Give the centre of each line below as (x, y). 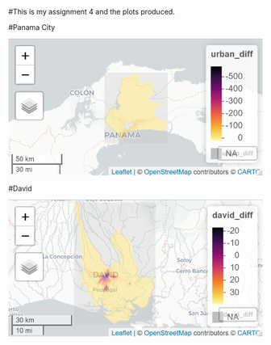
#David (20, 188)
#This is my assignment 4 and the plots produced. (92, 12)
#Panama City (32, 27)
